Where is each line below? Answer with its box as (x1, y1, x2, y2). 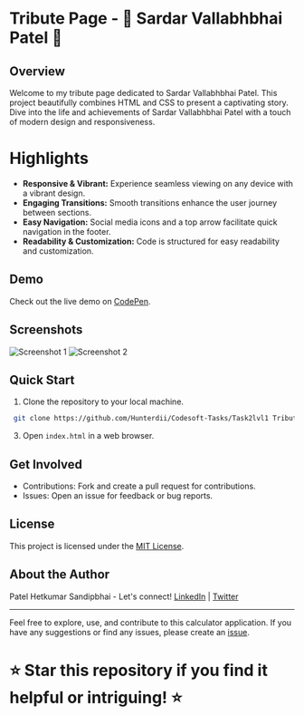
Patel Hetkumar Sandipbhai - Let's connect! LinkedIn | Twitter (9, 591, 239, 602)
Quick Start (9, 372, 75, 388)
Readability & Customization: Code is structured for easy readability (22, 236, 280, 247)
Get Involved (9, 457, 83, 472)
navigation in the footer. (22, 226, 111, 237)
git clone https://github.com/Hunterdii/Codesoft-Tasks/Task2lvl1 (13, 414, 270, 423)
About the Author (9, 566, 110, 583)
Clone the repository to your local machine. (22, 396, 184, 407)
